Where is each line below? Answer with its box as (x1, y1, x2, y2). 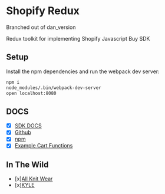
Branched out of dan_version (6, 24, 76, 31)
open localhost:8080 (6, 90, 57, 96)
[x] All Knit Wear (14, 175, 53, 182)
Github (14, 129, 31, 136)
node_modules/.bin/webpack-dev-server (6, 84, 101, 91)
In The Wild (6, 159, 49, 169)
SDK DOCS (14, 122, 42, 129)
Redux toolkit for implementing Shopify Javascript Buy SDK (6, 35, 150, 42)
